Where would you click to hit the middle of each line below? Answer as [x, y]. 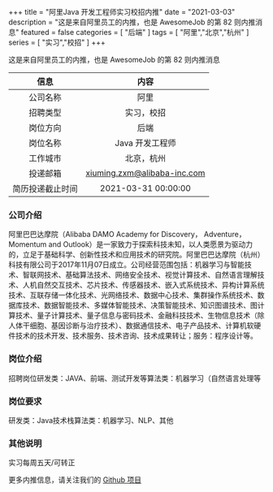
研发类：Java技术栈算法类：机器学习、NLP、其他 [91, 420]
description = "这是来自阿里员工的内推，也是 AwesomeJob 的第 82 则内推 [132, 22]
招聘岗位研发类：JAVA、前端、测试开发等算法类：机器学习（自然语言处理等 [135, 378]
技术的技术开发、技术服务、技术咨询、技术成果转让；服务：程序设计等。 [136, 336]
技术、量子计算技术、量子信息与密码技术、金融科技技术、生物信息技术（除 [140, 316]
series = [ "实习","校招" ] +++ [57, 42]
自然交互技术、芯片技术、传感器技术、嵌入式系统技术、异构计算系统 [150, 285]
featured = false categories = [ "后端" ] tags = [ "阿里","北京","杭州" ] [135, 32]
